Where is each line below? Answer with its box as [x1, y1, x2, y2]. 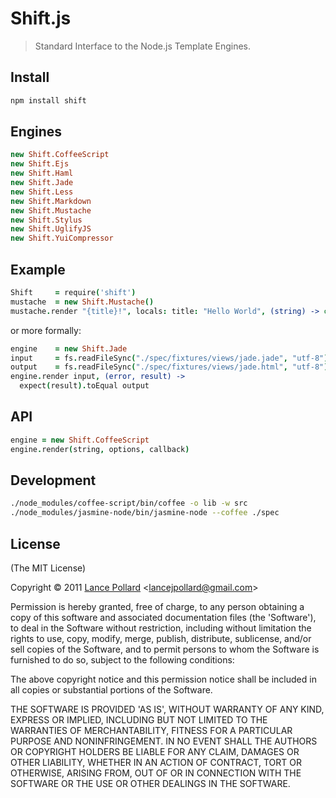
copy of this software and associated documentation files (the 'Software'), [10, 611, 317, 623]
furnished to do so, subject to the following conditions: [10, 653, 235, 666]
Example [10, 261, 66, 278]
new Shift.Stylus [10, 215, 83, 225]
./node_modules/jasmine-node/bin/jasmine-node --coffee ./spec [10, 508, 280, 518]
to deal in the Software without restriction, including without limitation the [10, 622, 312, 634]
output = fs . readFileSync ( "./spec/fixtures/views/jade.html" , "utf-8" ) [10, 362, 329, 372]
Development [10, 472, 97, 489]
